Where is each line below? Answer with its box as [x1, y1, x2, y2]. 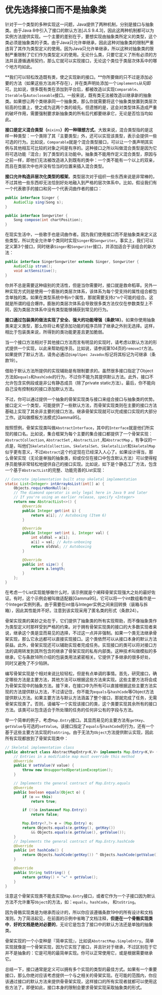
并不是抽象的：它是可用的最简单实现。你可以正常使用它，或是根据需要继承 [5, 950, 153, 956]
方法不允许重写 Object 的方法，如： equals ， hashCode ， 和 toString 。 [5, 899, 139, 905]
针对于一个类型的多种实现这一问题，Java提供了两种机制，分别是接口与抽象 [5, 21, 154, 27]
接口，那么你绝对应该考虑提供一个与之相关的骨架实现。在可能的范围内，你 [5, 973, 153, 979]
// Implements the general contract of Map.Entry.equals [13, 781, 131, 786]
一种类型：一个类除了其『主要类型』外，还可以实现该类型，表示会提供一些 [9, 133, 157, 139]
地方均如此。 [9, 64, 35, 69]
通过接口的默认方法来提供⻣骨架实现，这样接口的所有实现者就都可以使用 [9, 979, 153, 984]
